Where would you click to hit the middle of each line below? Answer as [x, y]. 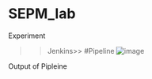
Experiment [27, 36]
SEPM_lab [42, 14]
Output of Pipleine [38, 66]
